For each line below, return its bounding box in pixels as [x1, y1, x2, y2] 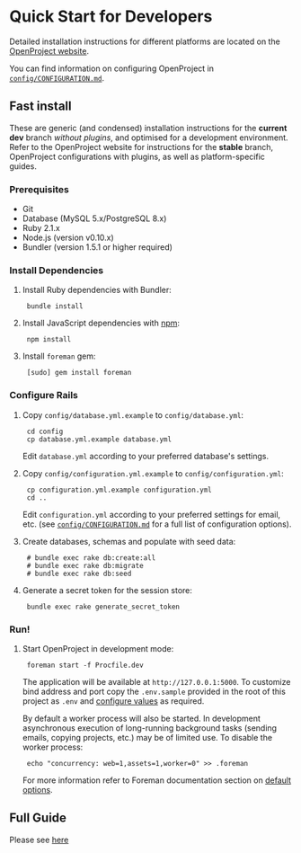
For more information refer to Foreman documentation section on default [22, 775, 292, 786]
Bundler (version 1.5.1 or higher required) [22, 242, 173, 253]
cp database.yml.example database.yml [26, 434, 173, 444]
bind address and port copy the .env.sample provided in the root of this [22, 686, 286, 697]
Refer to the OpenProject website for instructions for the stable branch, [9, 141, 274, 152]
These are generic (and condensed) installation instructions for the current [9, 122, 288, 133]
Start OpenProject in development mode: [22, 643, 174, 653]
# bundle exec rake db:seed [26, 569, 132, 578]
